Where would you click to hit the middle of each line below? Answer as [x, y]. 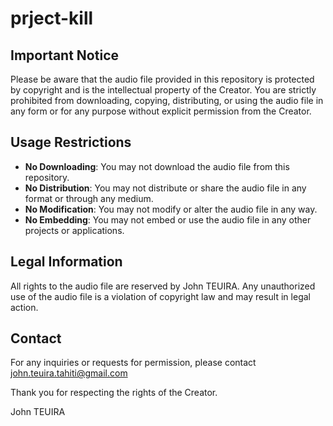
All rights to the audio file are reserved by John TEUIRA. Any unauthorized [163, 286]
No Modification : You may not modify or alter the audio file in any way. [171, 209]
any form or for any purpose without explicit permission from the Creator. [161, 111]
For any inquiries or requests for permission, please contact [133, 363]
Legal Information [66, 262]
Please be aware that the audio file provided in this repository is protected [162, 79]
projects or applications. [74, 230]
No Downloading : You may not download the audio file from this [157, 166]
